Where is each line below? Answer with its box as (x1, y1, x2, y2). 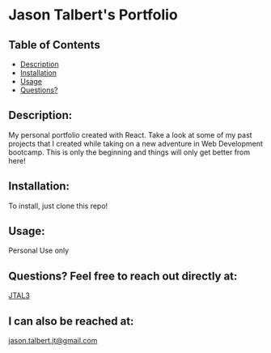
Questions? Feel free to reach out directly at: (8, 269, 238, 283)
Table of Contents (8, 38, 101, 52)
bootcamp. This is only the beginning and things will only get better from (8, 147, 251, 157)
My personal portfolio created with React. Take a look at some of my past (8, 130, 252, 139)
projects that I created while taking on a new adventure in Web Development (8, 138, 263, 148)
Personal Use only (8, 245, 70, 256)
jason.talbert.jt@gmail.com (8, 336, 98, 346)
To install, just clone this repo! (8, 201, 108, 211)
